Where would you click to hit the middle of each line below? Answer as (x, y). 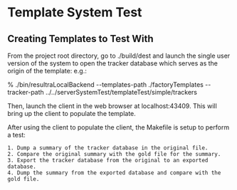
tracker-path (26, 92)
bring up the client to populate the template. (72, 114)
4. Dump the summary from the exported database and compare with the (114, 173)
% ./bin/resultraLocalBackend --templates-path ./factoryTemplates (106, 85)
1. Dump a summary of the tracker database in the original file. (108, 148)
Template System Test (75, 12)
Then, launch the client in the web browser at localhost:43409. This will (112, 106)
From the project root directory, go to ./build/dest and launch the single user (119, 56)
